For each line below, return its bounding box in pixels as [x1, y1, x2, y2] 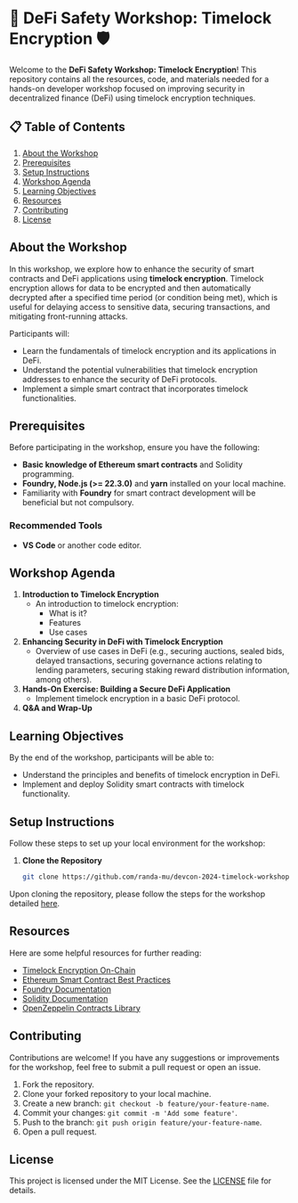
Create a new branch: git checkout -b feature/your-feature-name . [21, 1098, 270, 1109]
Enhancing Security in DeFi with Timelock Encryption [21, 636, 224, 647]
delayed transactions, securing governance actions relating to [35, 655, 262, 667]
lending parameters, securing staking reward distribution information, [35, 665, 290, 675]
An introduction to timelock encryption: [35, 599, 180, 610]
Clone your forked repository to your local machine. [21, 1088, 212, 1099]
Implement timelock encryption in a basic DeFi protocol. [35, 693, 240, 704]
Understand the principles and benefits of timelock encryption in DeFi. [21, 770, 280, 781]
